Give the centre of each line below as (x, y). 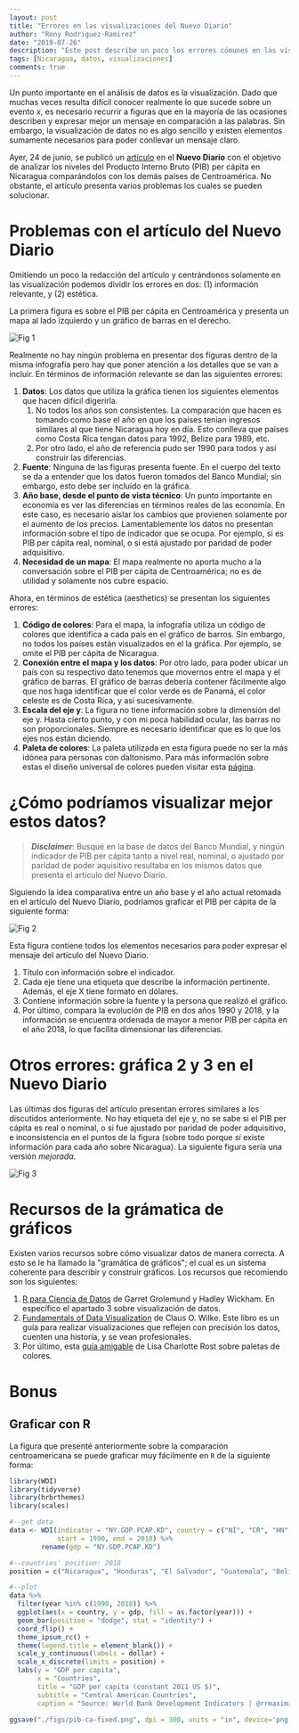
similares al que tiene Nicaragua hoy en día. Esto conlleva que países (162, 429)
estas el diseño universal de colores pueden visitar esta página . (139, 767)
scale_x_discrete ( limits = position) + (91, 1662)
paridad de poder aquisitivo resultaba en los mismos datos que (146, 865)
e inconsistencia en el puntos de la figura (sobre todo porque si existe (137, 1137)
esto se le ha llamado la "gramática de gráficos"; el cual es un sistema (138, 1262)
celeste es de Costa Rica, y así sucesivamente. (108, 700)
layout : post (33, 17)
